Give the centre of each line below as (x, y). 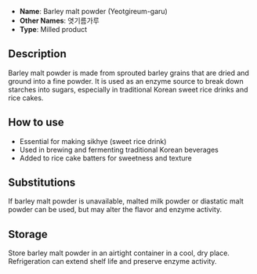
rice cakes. (26, 98)
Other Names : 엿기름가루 (59, 20)
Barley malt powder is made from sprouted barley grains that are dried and (128, 73)
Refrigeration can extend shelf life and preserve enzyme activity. (112, 261)
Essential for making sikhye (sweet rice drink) (93, 141)
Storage (28, 234)
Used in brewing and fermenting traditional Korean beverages (119, 150)
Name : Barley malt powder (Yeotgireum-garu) (94, 11)
